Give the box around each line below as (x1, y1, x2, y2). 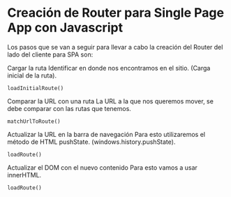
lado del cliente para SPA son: (7, 50, 94, 59)
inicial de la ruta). (7, 71, 57, 80)
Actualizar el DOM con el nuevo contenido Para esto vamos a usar (7, 163, 198, 172)
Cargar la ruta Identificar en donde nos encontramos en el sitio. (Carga (7, 64, 211, 72)
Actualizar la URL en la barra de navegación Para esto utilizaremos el (7, 130, 206, 138)
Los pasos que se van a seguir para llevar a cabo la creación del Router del (7, 43, 223, 51)
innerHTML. (7, 170, 42, 179)
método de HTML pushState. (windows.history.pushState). (7, 138, 176, 146)
